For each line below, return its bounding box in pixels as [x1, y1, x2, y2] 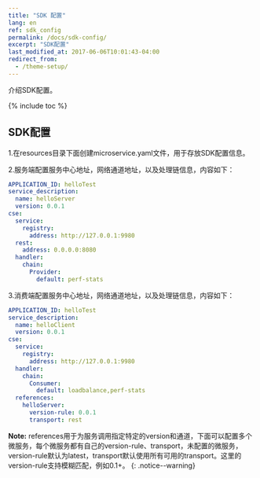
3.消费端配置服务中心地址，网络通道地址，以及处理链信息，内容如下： [8, 290, 235, 300]
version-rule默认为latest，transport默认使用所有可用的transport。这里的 [8, 450, 242, 460]
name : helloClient [15, 321, 76, 329]
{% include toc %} [8, 101, 68, 110]
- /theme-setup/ [15, 63, 68, 71]
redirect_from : [8, 56, 58, 64]
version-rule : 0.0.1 [28, 409, 97, 417]
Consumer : [28, 379, 61, 388]
